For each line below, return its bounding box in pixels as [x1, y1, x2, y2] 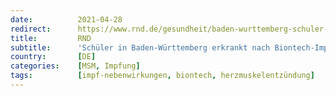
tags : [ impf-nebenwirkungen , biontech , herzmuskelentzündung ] [10, 71, 315, 81]
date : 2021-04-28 [10, 14, 123, 25]
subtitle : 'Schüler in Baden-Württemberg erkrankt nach [10, 42, 271, 53]
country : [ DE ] [10, 52, 97, 62]
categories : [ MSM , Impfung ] [10, 61, 141, 71]
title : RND [10, 33, 92, 43]
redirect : [10, 24, 52, 34]
